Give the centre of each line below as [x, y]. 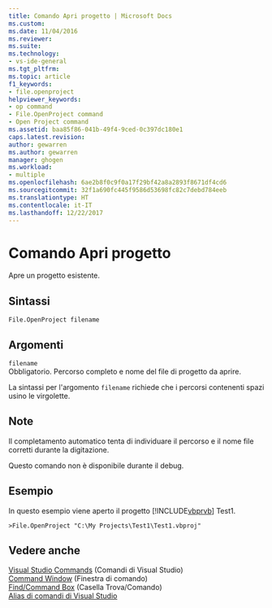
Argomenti [36, 345]
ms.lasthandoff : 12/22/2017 [56, 212]
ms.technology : [34, 54]
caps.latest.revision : [47, 137]
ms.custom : [27, 24]
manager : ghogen [36, 160]
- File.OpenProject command [56, 115]
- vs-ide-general [38, 62]
